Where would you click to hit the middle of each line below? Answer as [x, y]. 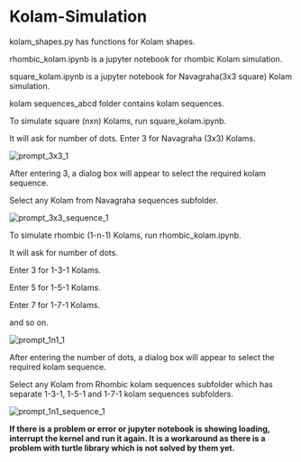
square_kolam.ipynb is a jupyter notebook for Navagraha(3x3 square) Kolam [151, 76]
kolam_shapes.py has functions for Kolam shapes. [102, 41]
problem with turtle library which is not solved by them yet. [123, 448]
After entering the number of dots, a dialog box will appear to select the [142, 357]
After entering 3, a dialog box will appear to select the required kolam [137, 173]
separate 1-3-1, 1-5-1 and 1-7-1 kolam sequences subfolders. [122, 394]
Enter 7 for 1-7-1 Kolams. [55, 304]
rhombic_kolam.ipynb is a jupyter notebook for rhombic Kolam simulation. [146, 59]
